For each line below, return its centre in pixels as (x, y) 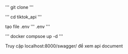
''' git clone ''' (19, 7)
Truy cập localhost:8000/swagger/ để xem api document (64, 46)
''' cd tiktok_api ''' (23, 17)
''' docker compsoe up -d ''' (34, 36)
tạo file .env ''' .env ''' (28, 26)
